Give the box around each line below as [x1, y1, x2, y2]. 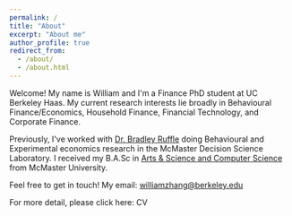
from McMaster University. [9, 162, 108, 173]
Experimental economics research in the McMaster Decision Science [9, 143, 264, 153]
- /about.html [17, 64, 70, 73]
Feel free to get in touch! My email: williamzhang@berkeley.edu [9, 179, 244, 190]
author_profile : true [9, 38, 90, 48]
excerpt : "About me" [9, 30, 87, 39]
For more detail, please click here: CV [9, 196, 148, 207]
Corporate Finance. [9, 116, 82, 126]
